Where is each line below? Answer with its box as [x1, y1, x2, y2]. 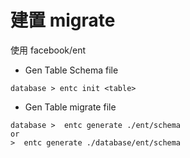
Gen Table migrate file [24, 101, 117, 113]
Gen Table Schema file [24, 64, 119, 76]
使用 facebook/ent [10, 44, 87, 56]
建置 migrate [10, 9, 116, 32]
